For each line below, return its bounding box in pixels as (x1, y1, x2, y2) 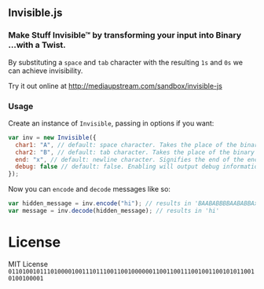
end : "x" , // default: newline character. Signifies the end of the (15, 155, 244, 163)
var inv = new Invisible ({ (8, 134, 97, 141)
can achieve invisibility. (8, 66, 83, 75)
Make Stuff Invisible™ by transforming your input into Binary (8, 30, 242, 41)
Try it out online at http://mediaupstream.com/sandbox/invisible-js (8, 81, 222, 90)
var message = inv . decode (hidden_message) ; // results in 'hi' (8, 207, 220, 215)
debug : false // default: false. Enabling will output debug (15, 163, 220, 171)
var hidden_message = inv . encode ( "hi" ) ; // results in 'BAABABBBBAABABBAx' (8, 199, 262, 207)
